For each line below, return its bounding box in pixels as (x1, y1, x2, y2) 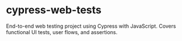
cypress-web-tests (6, 3, 102, 17)
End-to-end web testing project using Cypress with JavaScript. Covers (6, 23, 176, 29)
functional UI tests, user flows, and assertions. (6, 28, 118, 35)
